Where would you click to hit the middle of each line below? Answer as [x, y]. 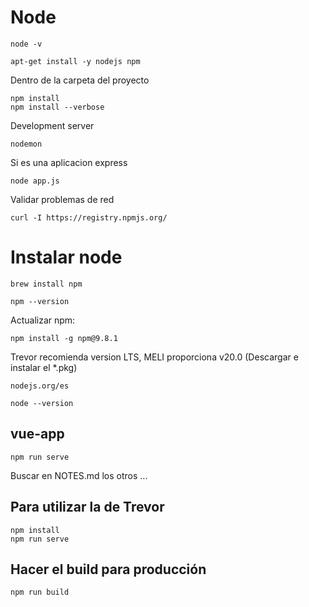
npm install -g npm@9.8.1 [64, 338]
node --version [42, 403]
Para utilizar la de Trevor [87, 507]
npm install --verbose [57, 107]
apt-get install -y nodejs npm [75, 61]
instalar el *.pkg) [44, 367]
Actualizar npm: [43, 320]
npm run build [40, 592]
